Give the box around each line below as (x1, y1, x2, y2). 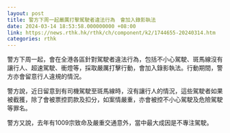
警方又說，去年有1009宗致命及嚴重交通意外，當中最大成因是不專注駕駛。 (7, 119, 214, 127)
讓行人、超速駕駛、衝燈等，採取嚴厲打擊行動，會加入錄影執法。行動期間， (7, 64, 217, 72)
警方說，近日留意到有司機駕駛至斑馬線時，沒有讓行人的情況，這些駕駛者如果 (7, 87, 223, 95)
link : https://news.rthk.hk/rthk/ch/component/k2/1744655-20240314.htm (7, 29, 216, 36)
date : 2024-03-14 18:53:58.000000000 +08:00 (7, 23, 136, 29)
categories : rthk (7, 36, 57, 43)
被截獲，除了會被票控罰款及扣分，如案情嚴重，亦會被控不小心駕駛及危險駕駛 (7, 95, 223, 104)
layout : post (7, 10, 44, 17)
